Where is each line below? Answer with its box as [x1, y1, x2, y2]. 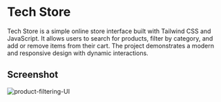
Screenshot [7, 69, 59, 81]
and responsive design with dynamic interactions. [7, 49, 148, 57]
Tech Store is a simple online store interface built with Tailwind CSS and [7, 27, 211, 35]
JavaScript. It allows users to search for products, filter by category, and [7, 34, 213, 42]
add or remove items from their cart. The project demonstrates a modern [7, 41, 215, 50]
